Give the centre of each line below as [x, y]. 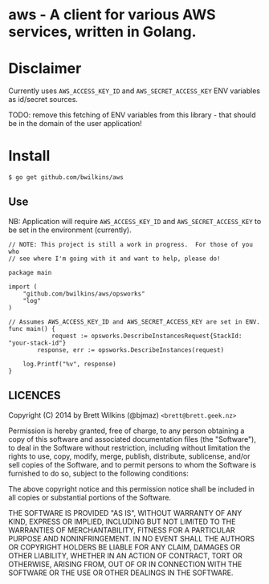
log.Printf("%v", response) [69, 364]
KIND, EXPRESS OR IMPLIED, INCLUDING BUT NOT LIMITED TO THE [122, 521]
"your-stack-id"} [37, 343]
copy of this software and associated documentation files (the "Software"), [132, 439]
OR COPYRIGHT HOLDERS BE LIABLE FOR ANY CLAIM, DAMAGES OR [124, 547]
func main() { [32, 329]
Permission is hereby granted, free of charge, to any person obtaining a [126, 431]
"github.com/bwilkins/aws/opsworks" [84, 294]
